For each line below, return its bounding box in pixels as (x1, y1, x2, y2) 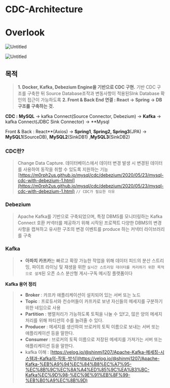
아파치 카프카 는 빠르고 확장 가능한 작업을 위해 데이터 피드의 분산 (25, 257, 151, 263)
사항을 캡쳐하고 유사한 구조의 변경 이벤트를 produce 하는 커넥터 (17, 226, 143, 232)
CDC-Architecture (5, 4, 83, 15)
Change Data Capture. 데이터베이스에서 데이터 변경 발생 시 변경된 (17, 160, 149, 166)
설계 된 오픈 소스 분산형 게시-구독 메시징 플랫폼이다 (34, 270, 133, 276)
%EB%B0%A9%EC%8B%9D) (25, 377, 88, 383)
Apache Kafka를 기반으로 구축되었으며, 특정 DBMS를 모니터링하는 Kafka (17, 213, 163, 219)
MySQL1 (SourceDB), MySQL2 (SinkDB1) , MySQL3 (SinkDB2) (5, 134, 131, 140)
